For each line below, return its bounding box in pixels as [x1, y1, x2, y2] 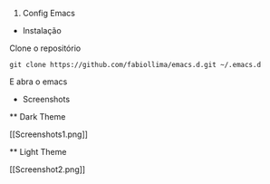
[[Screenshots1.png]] [9, 129, 89, 140]
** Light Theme [9, 147, 67, 157]
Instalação [22, 25, 62, 35]
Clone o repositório [9, 43, 82, 53]
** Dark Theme [9, 111, 66, 121]
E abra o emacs [9, 76, 68, 87]
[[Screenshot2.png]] [9, 164, 86, 175]
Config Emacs [22, 8, 75, 18]
